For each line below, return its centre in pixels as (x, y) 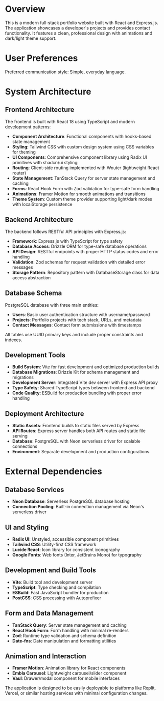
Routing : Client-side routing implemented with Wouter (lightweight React (85, 168)
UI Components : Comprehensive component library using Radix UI (80, 157)
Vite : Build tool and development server (52, 582)
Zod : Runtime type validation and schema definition (64, 636)
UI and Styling (27, 527)
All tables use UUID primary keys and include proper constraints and (74, 334)
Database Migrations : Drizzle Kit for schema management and (76, 372)
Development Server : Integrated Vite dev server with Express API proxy (85, 382)
